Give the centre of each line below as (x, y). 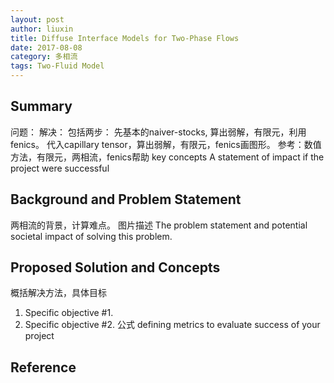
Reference (43, 367)
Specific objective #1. (69, 313)
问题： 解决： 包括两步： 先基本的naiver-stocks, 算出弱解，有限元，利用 (158, 132)
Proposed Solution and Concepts (115, 267)
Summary (41, 106)
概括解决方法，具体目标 (58, 293)
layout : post (37, 19)
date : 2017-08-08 (46, 47)
